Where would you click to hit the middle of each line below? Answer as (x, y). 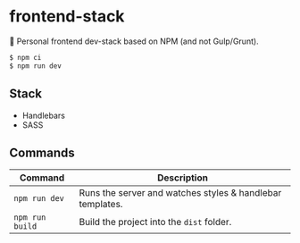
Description (183, 178)
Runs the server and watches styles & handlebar (180, 193)
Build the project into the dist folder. (155, 222)
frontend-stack (67, 17)
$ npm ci (25, 57)
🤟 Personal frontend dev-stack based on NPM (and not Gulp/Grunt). (134, 41)
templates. (101, 205)
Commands (42, 152)
